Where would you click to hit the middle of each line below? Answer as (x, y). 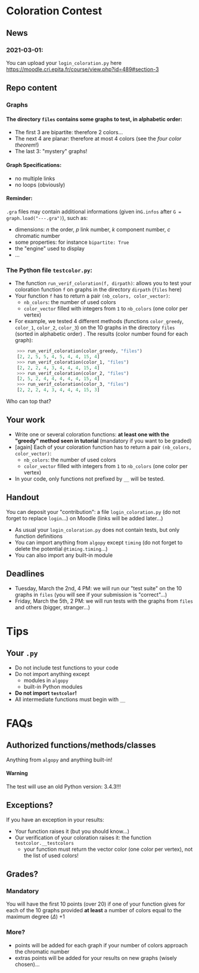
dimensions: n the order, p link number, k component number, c (93, 229)
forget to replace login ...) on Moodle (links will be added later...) (85, 518)
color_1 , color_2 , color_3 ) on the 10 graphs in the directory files (95, 328)
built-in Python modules (53, 686)
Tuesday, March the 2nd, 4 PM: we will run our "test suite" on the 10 (98, 588)
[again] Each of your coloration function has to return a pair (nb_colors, (103, 447)
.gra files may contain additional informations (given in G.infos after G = (94, 211)
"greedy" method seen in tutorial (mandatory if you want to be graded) (103, 441)
